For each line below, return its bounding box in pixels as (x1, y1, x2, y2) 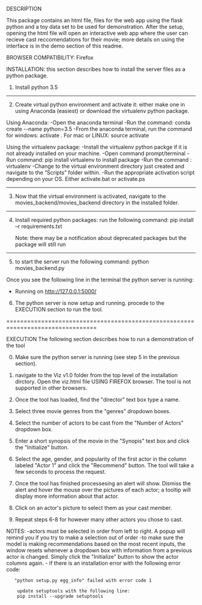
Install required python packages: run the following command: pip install (14, 217, 194, 223)
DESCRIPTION (6, 5, 42, 12)
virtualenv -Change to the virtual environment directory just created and (6, 162, 185, 170)
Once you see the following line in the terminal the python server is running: (6, 276, 194, 283)
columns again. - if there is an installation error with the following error (6, 559, 181, 567)
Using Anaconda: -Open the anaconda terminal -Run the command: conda (6, 119, 191, 126)
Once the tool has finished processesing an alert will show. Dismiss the (14, 480, 191, 487)
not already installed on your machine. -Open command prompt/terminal (6, 150, 186, 157)
